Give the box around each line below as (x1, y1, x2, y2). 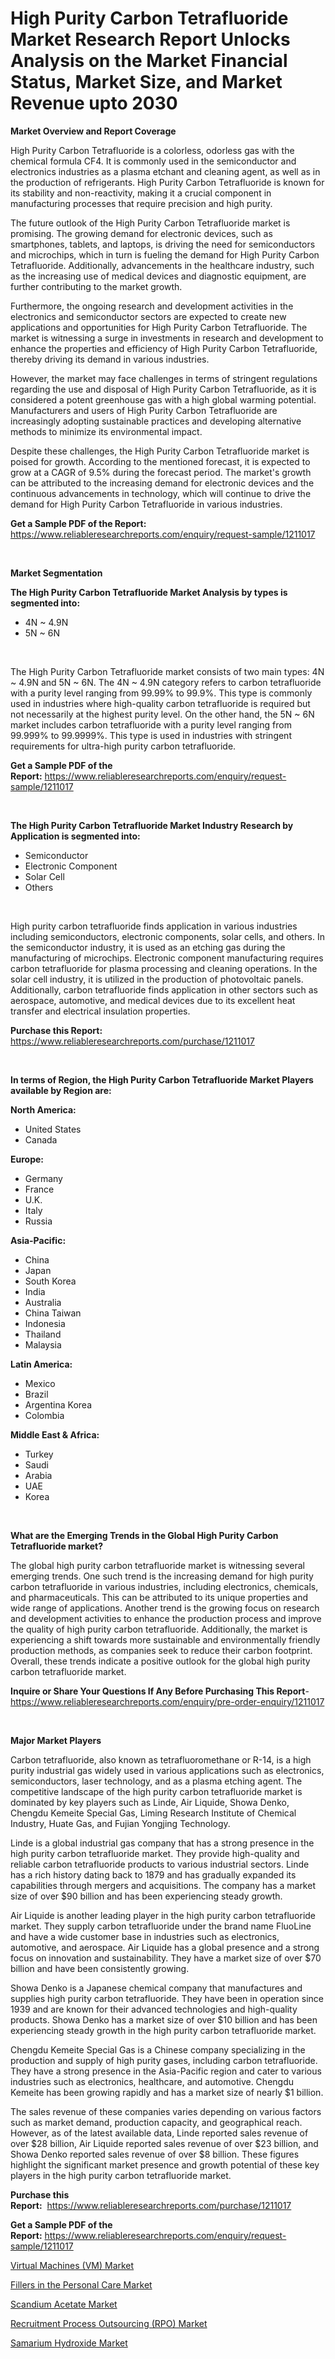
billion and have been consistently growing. (10, 1962, 190, 1974)
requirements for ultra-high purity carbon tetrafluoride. (10, 740, 237, 752)
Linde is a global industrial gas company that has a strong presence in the (10, 1837, 315, 1849)
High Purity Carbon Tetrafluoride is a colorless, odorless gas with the (10, 144, 295, 156)
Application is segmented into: (10, 830, 141, 842)
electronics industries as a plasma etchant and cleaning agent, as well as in (10, 165, 321, 177)
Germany (24, 1172, 63, 1184)
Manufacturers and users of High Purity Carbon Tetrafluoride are (10, 404, 278, 416)
